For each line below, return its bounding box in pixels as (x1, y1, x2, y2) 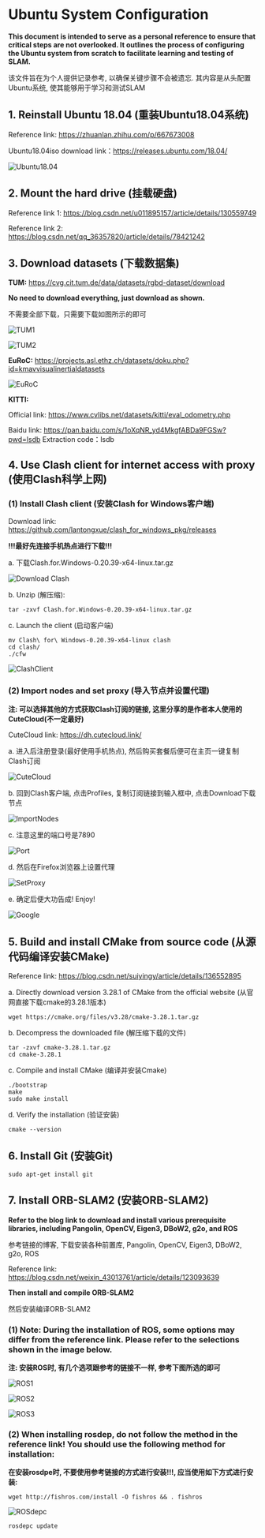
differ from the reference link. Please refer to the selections (8, 1334, 240, 1345)
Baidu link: (8, 425, 42, 435)
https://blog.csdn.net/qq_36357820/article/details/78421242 (8, 231, 205, 241)
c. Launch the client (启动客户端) (8, 621, 114, 631)
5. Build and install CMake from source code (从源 (8, 935, 256, 949)
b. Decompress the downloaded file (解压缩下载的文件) (8, 1028, 187, 1038)
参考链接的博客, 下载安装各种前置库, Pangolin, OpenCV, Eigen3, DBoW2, (8, 1240, 242, 1249)
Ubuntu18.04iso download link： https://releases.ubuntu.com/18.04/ (8, 146, 228, 155)
